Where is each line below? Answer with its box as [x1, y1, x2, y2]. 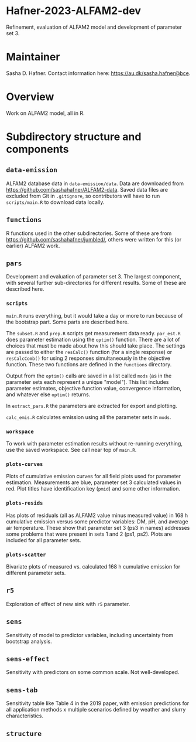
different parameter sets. [6, 569, 66, 576]
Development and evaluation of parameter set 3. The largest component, [6, 273, 181, 280]
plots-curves [6, 461, 43, 467]
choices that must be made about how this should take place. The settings [6, 342, 185, 349]
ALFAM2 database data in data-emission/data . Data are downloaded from [6, 180, 184, 187]
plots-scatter [6, 551, 46, 558]
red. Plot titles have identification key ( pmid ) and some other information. [6, 485, 180, 492]
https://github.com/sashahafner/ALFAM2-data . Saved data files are [6, 186, 169, 193]
